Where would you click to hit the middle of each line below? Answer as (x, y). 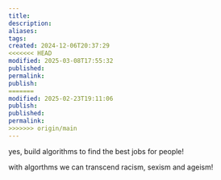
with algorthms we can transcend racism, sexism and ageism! (111, 167)
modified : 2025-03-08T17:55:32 (61, 61)
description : (30, 23)
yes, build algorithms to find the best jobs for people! (96, 151)
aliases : (23, 31)
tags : (17, 38)
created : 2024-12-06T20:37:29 (59, 46)
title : (19, 16)
